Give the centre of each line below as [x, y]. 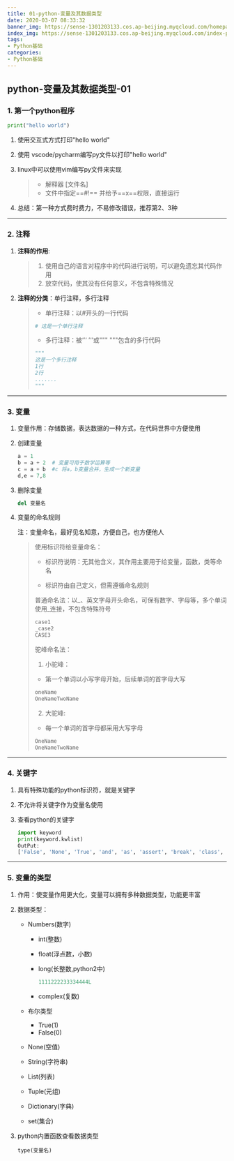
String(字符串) [48, 1061]
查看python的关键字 [46, 819]
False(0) [50, 1032]
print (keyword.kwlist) [50, 839]
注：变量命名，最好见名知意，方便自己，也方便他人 [91, 532]
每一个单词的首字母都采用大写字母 [94, 727]
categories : [24, 53]
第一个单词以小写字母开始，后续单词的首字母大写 [115, 679]
